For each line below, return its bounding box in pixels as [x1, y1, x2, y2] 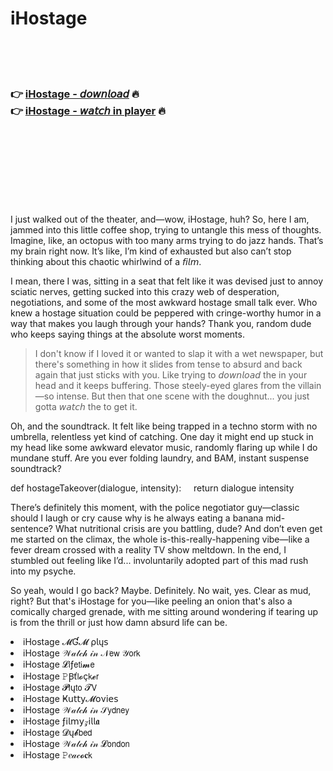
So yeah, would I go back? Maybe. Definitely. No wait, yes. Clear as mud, [10, 585, 312, 597]
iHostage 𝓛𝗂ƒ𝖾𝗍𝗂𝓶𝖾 [23, 658, 95, 671]
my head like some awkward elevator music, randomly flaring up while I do [10, 442, 318, 454]
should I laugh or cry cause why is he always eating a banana [10, 512, 264, 524]
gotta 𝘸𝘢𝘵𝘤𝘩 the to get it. [34, 401, 138, 413]
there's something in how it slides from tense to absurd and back [34, 358, 303, 371]
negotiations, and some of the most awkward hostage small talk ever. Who [10, 297, 318, 309]
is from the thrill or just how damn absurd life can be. [10, 617, 228, 629]
